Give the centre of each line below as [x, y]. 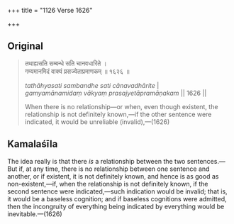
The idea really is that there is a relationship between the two [96, 161]
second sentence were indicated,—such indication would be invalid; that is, [118, 191]
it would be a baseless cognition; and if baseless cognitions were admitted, [117, 198]
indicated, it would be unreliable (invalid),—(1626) [97, 122]
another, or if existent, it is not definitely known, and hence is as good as [113, 176]
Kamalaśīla [33, 144]
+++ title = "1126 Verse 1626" [50, 10]
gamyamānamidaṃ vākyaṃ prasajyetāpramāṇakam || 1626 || [116, 93]
